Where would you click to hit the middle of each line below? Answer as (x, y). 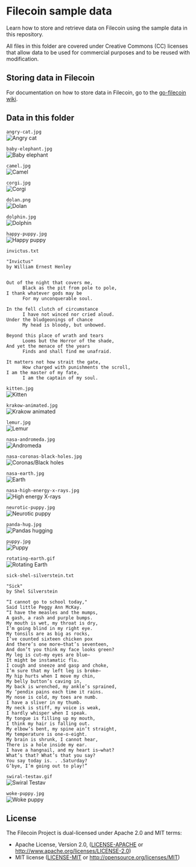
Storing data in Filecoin (51, 78)
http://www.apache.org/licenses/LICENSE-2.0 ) (73, 851)
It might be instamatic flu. (43, 660)
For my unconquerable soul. (58, 298)
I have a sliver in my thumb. (44, 703)
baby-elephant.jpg (29, 149)
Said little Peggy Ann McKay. (44, 607)
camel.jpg (19, 166)
